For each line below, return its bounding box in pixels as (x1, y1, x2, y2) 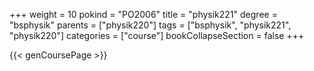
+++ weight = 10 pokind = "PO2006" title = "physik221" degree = (9, 9, 278, 20)
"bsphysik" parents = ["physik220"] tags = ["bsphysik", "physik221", (9, 19, 292, 31)
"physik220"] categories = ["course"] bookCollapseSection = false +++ (9, 30, 305, 41)
